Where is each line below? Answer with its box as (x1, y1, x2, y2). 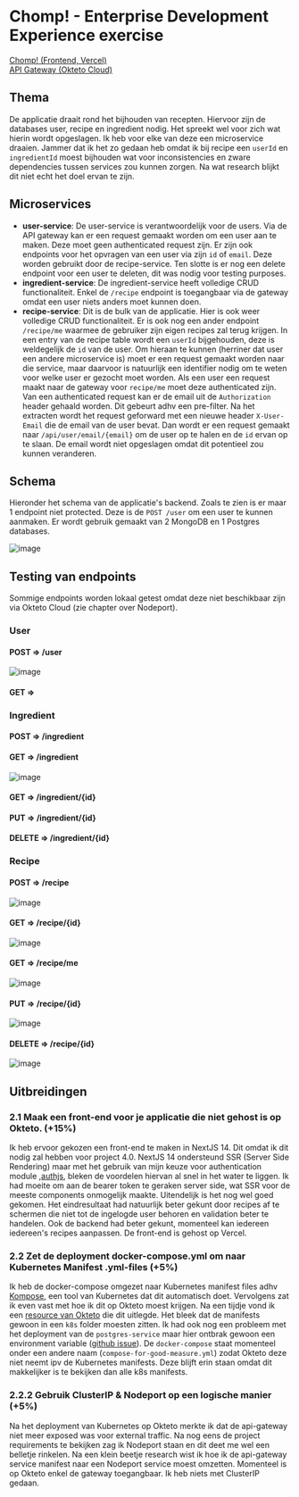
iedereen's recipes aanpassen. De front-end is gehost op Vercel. (9, 1227, 247, 1238)
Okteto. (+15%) (9, 1122, 77, 1135)
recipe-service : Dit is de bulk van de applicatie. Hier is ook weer (21, 305, 261, 316)
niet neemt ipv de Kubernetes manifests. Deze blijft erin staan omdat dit (9, 1357, 272, 1368)
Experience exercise (9, 25, 164, 46)
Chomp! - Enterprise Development (9, 6, 270, 27)
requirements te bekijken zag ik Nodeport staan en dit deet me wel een (9, 1439, 270, 1450)
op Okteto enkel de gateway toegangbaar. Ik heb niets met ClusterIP (9, 1468, 261, 1478)
